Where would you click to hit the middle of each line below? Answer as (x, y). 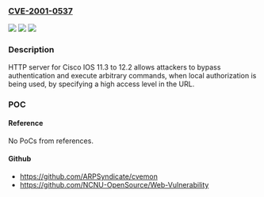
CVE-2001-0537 (40, 11)
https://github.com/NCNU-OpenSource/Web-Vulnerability (114, 184)
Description (31, 50)
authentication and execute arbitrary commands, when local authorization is (132, 75)
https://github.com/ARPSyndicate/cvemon (89, 176)
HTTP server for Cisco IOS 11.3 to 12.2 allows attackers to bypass (115, 67)
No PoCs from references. (51, 141)
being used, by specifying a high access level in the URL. (101, 84)
